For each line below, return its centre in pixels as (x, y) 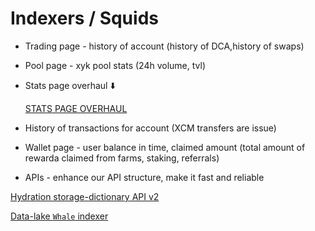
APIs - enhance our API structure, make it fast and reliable (144, 177)
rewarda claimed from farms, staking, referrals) (122, 158)
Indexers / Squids (84, 18)
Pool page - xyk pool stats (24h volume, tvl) (115, 65)
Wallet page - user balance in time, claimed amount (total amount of (165, 147)
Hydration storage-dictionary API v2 (85, 196)
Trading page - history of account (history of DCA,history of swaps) (164, 46)
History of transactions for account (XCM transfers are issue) (150, 128)
